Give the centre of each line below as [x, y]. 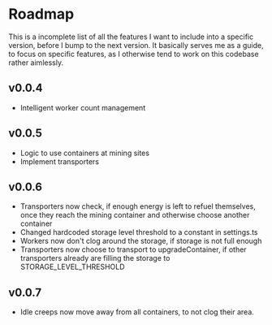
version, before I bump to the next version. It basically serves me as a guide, [136, 45]
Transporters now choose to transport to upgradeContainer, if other [133, 249]
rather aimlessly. [36, 63]
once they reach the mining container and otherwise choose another [135, 215]
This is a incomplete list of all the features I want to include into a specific [131, 37]
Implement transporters [60, 161]
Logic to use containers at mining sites [85, 153]
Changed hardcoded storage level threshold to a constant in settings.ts [139, 232]
